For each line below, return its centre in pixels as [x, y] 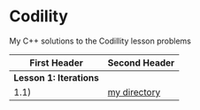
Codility [39, 16]
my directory [134, 92]
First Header [57, 62]
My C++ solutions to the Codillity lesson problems [100, 41]
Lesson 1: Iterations [56, 77]
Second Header [141, 62]
